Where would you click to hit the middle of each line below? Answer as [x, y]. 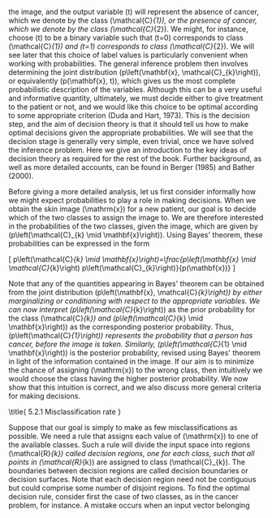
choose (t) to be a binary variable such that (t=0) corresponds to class [126, 37]
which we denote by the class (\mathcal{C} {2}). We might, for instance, [129, 29]
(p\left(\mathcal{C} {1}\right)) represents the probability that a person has [131, 335]
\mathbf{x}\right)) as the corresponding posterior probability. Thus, [121, 327]
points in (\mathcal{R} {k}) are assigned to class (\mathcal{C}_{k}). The [127, 462]
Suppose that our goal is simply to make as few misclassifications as [123, 427]
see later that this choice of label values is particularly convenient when [128, 55]
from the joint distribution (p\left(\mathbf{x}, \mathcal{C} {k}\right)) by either [135, 292]
